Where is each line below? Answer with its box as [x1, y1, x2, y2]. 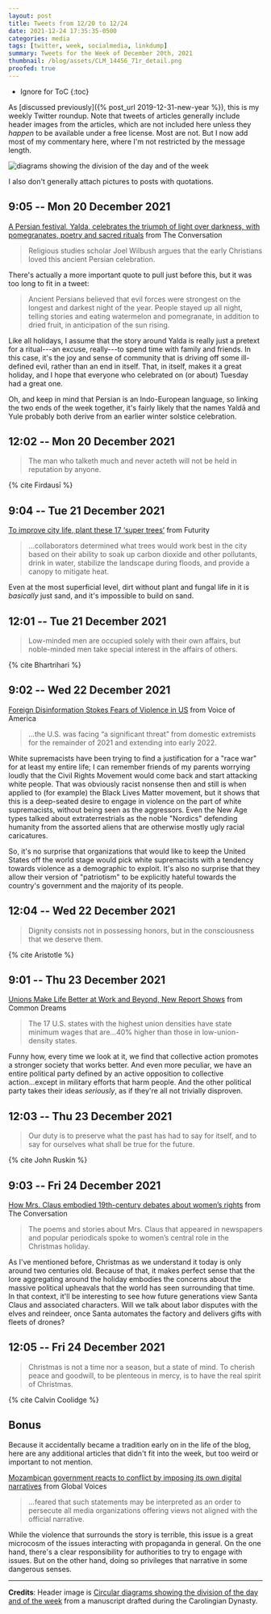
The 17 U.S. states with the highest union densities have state [27, 1019, 232, 1029]
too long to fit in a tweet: [8, 278, 90, 288]
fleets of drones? [8, 1317, 65, 1327]
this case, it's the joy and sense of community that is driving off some [8, 352, 240, 362]
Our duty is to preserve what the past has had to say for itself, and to [27, 1131, 256, 1140]
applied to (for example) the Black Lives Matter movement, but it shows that [8, 787, 261, 797]
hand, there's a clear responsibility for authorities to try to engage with [8, 1547, 243, 1557]
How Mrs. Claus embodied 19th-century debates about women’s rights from [8, 1200, 261, 1210]
